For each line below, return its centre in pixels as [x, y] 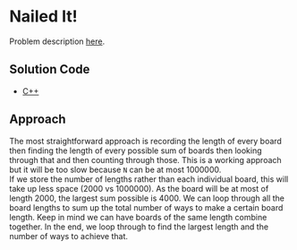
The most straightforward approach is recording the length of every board [145, 141]
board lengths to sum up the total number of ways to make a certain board [146, 207]
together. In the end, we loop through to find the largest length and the [139, 227]
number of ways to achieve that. [68, 236]
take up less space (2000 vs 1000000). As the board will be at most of [139, 188]
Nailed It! [43, 17]
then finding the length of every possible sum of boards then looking [136, 151]
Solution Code [50, 69]
